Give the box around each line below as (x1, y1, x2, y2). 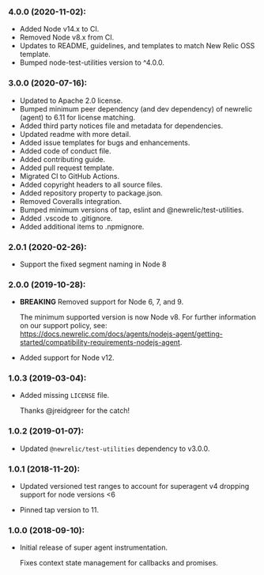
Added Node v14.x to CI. (19, 25, 100, 34)
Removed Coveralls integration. (19, 196, 123, 206)
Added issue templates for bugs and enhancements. (19, 138, 190, 147)
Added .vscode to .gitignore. (19, 213, 113, 223)
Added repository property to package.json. (19, 188, 164, 198)
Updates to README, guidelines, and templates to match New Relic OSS (19, 41, 255, 51)
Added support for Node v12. (19, 353, 115, 362)
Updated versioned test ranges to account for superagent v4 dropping (19, 482, 250, 491)
